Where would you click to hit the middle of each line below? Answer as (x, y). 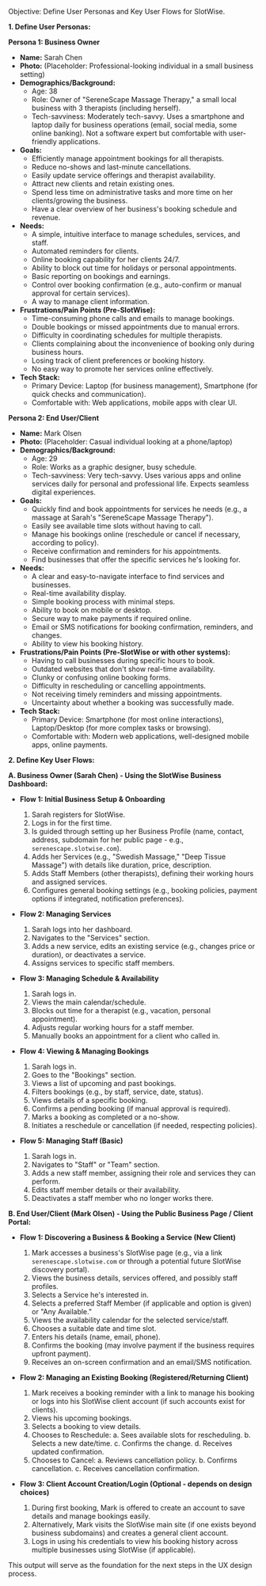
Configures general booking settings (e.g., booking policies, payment (144, 890)
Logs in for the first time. (72, 823)
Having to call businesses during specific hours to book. (123, 660)
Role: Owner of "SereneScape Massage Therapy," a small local (134, 99)
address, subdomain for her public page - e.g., (108, 840)
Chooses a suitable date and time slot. (94, 1329)
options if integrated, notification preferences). (108, 899)
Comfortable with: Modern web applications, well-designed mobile (140, 736)
